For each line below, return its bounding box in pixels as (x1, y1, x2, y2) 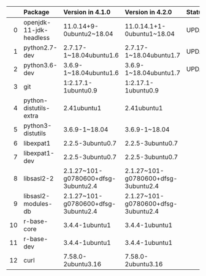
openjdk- (23, 18, 51, 26)
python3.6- (23, 61, 58, 69)
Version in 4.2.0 (124, 8, 172, 16)
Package (23, 8, 50, 16)
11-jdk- (23, 26, 48, 34)
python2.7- (23, 43, 58, 51)
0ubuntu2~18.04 (63, 30, 113, 38)
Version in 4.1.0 (63, 8, 111, 16)
